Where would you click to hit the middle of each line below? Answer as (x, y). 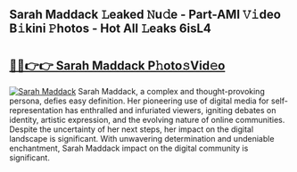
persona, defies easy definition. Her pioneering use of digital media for (139, 101)
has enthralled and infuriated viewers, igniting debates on (170, 110)
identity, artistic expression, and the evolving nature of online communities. (147, 120)
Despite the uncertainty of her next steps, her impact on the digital (132, 129)
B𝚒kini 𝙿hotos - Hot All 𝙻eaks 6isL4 (111, 29)
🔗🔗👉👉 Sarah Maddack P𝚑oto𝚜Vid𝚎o (117, 66)
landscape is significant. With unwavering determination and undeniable (142, 139)
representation (36, 110)
